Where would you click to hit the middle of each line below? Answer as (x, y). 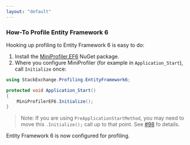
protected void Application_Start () (51, 90)
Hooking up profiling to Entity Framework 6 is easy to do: (75, 45)
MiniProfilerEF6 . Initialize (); (55, 101)
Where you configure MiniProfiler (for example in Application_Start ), (99, 62)
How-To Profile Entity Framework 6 (57, 32)
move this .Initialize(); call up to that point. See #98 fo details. (100, 124)
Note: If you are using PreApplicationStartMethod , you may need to (102, 118)
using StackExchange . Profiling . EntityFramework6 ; (68, 80)
